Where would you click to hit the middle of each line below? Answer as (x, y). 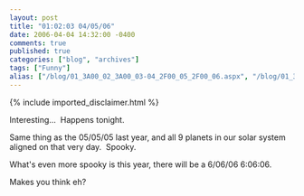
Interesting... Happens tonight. (67, 119)
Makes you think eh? (48, 182)
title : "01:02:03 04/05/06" (62, 26)
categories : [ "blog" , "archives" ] (75, 60)
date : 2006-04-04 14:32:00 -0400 (72, 34)
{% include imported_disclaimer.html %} (85, 102)
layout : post (34, 18)
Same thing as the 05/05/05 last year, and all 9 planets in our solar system (148, 137)
